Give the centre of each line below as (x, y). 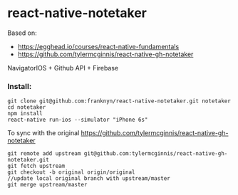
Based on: (22, 33)
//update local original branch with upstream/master (89, 179)
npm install (25, 114)
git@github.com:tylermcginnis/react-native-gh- (156, 154)
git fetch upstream (36, 166)
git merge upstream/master (47, 185)
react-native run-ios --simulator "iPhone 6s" (78, 120)
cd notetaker (27, 107)
